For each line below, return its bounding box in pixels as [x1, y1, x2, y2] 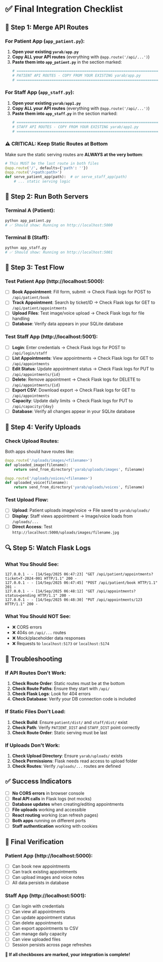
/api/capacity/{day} [12, 404, 54, 409]
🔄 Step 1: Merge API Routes [5, 23, 89, 31]
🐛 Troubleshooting [5, 655, 62, 663]
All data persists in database [12, 880, 69, 886]
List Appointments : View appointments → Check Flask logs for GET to [12, 355, 154, 361]
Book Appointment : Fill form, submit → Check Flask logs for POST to [12, 289, 151, 295]
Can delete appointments [12, 920, 63, 925]
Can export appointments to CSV [12, 925, 79, 931]
